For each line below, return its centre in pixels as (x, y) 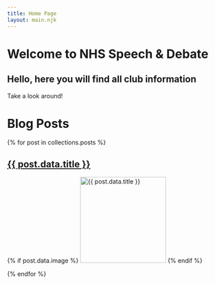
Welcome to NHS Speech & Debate (108, 54)
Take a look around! (35, 96)
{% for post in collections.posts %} (57, 142)
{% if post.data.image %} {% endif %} (105, 261)
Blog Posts (38, 123)
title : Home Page (32, 13)
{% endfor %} (27, 274)
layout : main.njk (32, 20)
